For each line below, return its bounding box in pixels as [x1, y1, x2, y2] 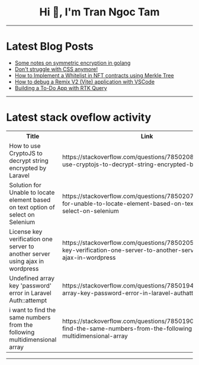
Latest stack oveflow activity [6, 111, 152, 124]
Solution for [9, 180, 41, 189]
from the [9, 321, 33, 329]
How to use [9, 141, 41, 150]
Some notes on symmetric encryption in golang [14, 59, 131, 66]
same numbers [9, 313, 51, 321]
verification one [9, 235, 53, 243]
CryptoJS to [9, 149, 43, 157]
